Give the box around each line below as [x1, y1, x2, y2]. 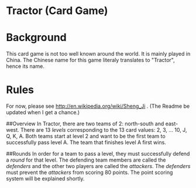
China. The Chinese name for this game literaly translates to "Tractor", [6, 57, 176, 64]
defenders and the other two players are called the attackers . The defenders [6, 163, 191, 170]
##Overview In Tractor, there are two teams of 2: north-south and [6, 120, 164, 127]
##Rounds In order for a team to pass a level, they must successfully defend [6, 151, 190, 158]
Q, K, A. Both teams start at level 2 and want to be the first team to [6, 133, 166, 140]
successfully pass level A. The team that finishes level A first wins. [6, 139, 167, 146]
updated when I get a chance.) [6, 109, 80, 116]
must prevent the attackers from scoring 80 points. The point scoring [6, 169, 173, 176]
